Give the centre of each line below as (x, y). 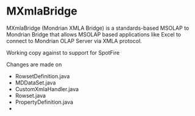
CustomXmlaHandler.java (47, 89)
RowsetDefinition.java (42, 76)
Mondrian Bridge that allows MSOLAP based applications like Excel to (94, 34)
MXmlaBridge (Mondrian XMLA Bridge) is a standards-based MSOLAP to (98, 28)
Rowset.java (30, 95)
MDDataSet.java (35, 83)
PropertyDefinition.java (44, 102)
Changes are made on (34, 64)
